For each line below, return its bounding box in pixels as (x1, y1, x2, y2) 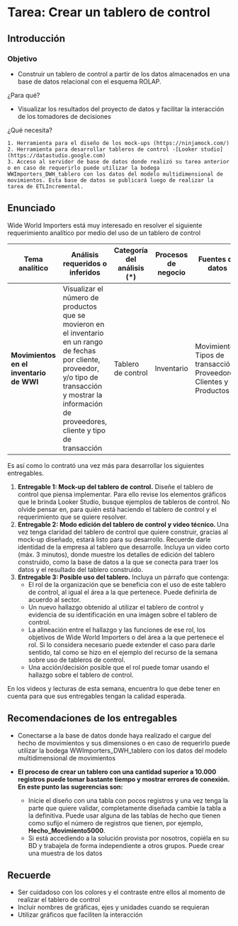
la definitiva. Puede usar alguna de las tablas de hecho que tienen (28, 811, 221, 820)
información (62, 399, 103, 408)
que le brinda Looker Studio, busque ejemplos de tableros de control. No (17, 497, 230, 506)
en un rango (62, 337, 103, 347)
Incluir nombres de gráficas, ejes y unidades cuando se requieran (17, 903, 210, 912)
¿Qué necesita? (7, 125, 53, 135)
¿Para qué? (7, 91, 40, 99)
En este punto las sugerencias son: (17, 782, 123, 791)
